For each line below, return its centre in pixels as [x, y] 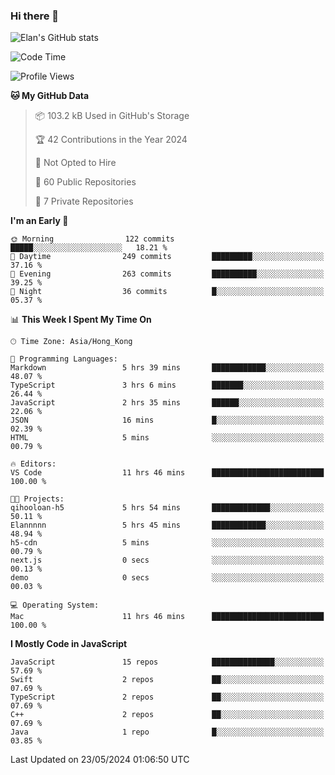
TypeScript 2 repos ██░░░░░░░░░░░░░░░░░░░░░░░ [167, 697]
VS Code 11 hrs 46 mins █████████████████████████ [167, 473]
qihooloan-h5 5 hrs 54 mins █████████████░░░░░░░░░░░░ [167, 508]
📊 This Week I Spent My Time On [81, 320]
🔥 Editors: [33, 464]
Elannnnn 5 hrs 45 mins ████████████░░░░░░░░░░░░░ [167, 525]
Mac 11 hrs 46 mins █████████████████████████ [167, 617]
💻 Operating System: [55, 605]
